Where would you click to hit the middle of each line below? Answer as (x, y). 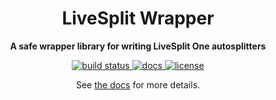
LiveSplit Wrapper (138, 18)
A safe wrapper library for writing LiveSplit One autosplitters (138, 46)
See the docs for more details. (138, 84)
